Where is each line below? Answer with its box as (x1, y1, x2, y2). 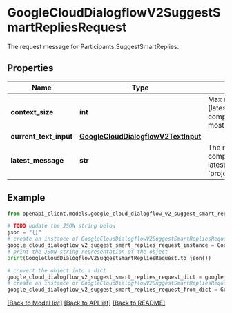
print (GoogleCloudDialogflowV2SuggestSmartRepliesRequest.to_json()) (7, 254, 212, 261)
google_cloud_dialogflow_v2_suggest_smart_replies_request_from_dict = (7, 286, 217, 294)
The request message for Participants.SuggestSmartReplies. (7, 42, 180, 50)
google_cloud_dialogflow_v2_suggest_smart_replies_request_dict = (7, 274, 202, 281)
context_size (10, 107, 54, 117)
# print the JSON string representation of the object (7, 248, 168, 255)
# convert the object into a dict (7, 267, 107, 274)
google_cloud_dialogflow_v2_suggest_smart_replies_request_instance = (7, 242, 215, 249)
